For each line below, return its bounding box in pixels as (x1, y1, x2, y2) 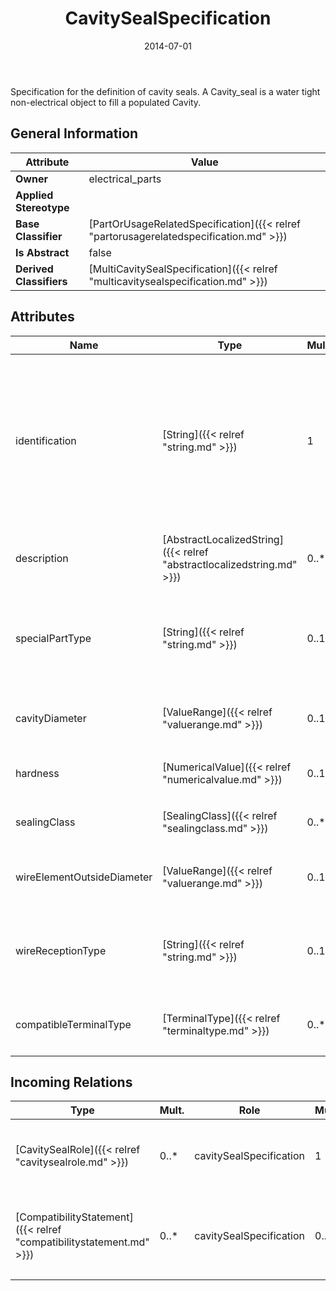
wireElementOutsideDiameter (15, 870, 153, 884)
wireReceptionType (15, 943, 107, 957)
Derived (15, 262, 54, 276)
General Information (10, 125, 139, 142)
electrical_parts (88, 172, 162, 186)
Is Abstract (15, 245, 70, 259)
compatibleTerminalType (15, 1017, 132, 1031)
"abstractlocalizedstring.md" (162, 557, 298, 571)
